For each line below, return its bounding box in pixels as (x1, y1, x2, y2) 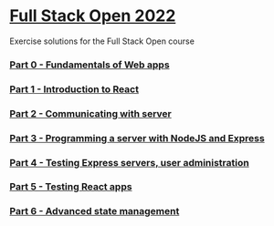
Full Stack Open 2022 (9, 5, 176, 26)
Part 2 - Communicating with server (9, 107, 172, 119)
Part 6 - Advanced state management (9, 205, 180, 218)
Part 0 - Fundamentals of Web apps (9, 58, 171, 71)
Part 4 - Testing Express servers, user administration (9, 156, 249, 169)
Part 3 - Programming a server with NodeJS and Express (9, 131, 265, 144)
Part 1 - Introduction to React (9, 83, 140, 96)
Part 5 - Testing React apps (9, 180, 132, 193)
